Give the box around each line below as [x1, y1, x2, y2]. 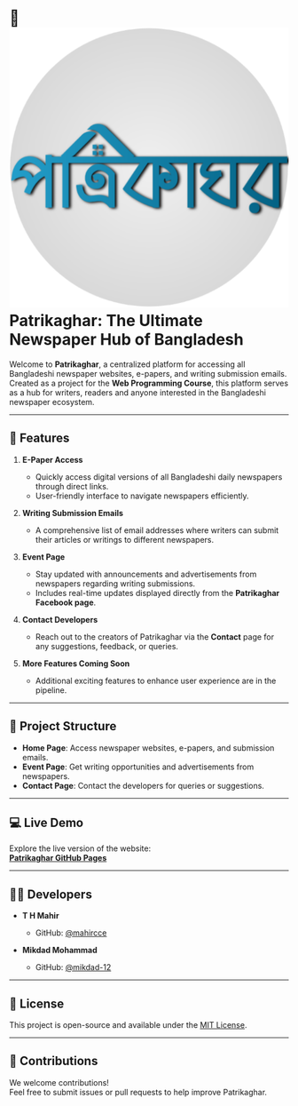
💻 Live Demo [9, 815, 84, 830]
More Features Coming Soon [21, 657, 130, 669]
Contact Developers [21, 614, 98, 625]
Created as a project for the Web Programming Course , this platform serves [9, 378, 289, 388]
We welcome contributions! [9, 1077, 109, 1087]
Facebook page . [35, 597, 97, 608]
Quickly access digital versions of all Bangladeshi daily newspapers [35, 471, 283, 482]
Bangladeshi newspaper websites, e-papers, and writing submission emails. [9, 368, 287, 378]
